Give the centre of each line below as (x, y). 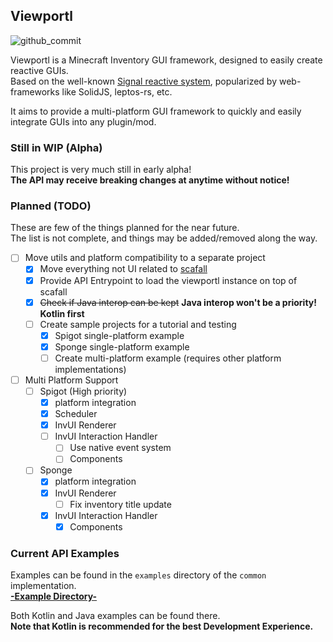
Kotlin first (62, 313)
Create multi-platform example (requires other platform (168, 358)
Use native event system (120, 448)
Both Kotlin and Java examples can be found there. (115, 616)
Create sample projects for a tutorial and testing (138, 324)
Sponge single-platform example (122, 346)
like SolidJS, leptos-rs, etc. (117, 91)
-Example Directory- (54, 596)
